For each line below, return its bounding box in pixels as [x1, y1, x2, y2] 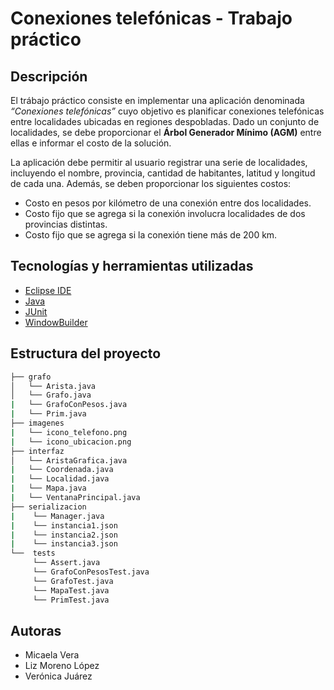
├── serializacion [10, 502, 87, 512]
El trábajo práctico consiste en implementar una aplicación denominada [10, 95, 305, 106]
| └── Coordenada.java [10, 465, 114, 475]
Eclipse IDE [24, 284, 72, 296]
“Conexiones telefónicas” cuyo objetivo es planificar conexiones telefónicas [10, 105, 325, 117]
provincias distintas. [24, 218, 108, 230]
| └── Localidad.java [10, 474, 110, 484]
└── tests [10, 548, 56, 559]
